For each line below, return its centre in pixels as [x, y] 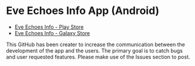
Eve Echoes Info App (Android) [83, 11]
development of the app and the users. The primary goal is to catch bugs [95, 50]
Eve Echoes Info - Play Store [49, 27]
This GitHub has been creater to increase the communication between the [96, 44]
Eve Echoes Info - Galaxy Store [52, 33]
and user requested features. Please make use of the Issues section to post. [98, 57]
